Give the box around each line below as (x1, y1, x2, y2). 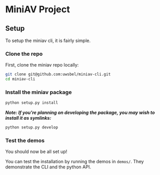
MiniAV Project (5, 4, 70, 15)
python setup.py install (5, 100, 58, 105)
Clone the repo (5, 50, 43, 57)
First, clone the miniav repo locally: (5, 62, 79, 68)
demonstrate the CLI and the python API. (5, 164, 91, 170)
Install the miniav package (5, 89, 72, 96)
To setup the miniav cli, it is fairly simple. (5, 37, 91, 43)
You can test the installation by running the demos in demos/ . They (5, 159, 144, 165)
